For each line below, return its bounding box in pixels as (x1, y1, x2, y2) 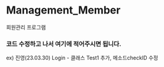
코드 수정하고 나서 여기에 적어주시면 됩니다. (6, 39, 121, 48)
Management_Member (6, 4, 121, 17)
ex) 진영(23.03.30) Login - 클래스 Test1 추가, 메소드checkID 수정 (6, 54, 159, 62)
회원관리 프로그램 (6, 24, 46, 31)
